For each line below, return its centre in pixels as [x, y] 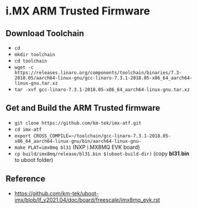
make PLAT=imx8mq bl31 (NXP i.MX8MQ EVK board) [77, 147]
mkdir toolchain [35, 55]
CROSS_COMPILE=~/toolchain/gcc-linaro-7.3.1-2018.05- [102, 136]
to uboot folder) [34, 160]
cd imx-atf [28, 129]
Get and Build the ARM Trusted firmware [83, 108]
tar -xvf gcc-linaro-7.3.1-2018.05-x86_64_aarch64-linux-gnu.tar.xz [102, 90]
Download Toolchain [45, 33]
